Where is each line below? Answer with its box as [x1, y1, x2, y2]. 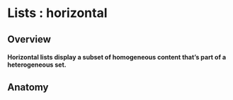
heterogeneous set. [7, 60, 67, 69]
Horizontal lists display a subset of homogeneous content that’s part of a [7, 53, 227, 62]
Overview [7, 33, 52, 45]
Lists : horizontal [7, 5, 108, 21]
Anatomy [7, 81, 49, 93]
